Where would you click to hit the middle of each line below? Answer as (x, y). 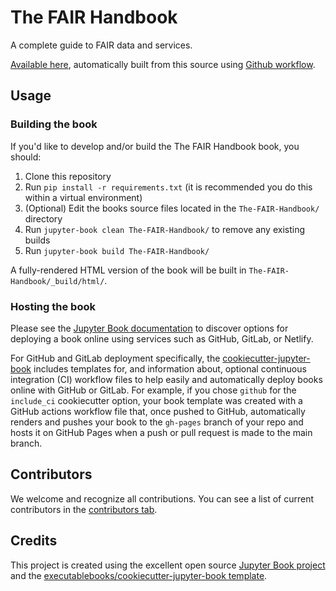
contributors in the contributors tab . (84, 509)
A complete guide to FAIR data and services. (101, 45)
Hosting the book (53, 306)
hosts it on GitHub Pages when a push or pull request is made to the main (161, 432)
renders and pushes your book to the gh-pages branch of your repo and (157, 422)
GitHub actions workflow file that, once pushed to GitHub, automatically (158, 411)
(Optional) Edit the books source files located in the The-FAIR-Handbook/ (172, 208)
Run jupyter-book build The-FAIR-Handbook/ (117, 250)
